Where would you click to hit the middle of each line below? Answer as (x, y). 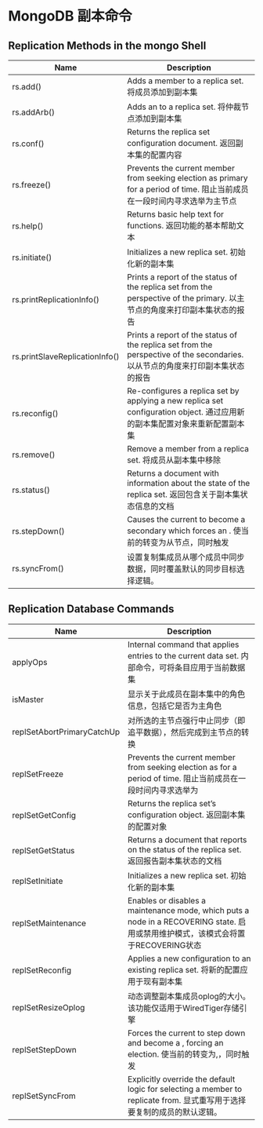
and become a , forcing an (176, 1042)
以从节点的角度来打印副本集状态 (186, 366)
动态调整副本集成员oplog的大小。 (189, 996)
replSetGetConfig (44, 815)
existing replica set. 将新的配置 (184, 969)
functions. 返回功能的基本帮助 (182, 226)
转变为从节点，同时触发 (186, 542)
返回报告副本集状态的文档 (175, 860)
